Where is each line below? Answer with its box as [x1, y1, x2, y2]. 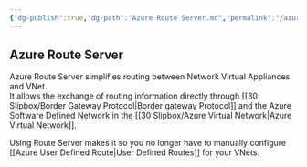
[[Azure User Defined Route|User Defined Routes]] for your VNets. [9, 147, 260, 158]
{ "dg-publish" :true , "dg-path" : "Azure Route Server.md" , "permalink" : [9, 13, 276, 23]
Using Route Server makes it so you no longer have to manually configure [9, 138, 286, 149]
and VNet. [9, 81, 48, 92]
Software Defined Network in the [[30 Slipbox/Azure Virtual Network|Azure [9, 110, 292, 121]
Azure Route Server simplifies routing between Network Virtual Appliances [9, 71, 291, 82]
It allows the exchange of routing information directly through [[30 [9, 90, 259, 101]
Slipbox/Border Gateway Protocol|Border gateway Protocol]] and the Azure [9, 100, 292, 111]
